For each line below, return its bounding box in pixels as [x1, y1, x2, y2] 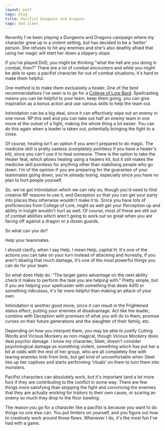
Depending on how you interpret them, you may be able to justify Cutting [5, 328, 153, 334]
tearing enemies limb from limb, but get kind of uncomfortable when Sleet [5, 354, 155, 360]
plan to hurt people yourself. [5, 177, 63, 183]
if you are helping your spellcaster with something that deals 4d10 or [5, 283, 144, 289]
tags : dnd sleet [5, 21, 38, 26]
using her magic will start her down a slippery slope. [5, 50, 111, 56]
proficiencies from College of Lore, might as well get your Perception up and [5, 202, 161, 208]
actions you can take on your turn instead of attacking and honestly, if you [5, 252, 156, 258]
